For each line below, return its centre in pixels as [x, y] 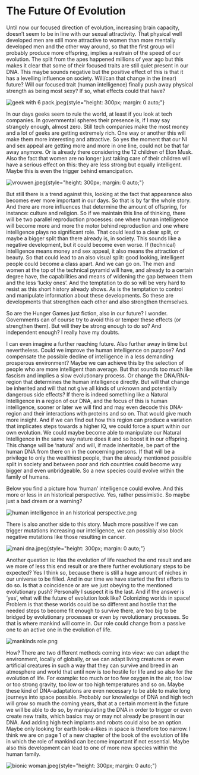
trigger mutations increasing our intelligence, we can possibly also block [95, 530]
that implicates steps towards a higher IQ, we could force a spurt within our [98, 426]
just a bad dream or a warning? [44, 501]
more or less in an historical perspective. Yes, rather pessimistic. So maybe [98, 495]
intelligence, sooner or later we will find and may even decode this [87, 407]
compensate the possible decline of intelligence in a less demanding [90, 356]
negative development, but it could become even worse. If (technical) [91, 244]
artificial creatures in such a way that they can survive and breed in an [92, 665]
